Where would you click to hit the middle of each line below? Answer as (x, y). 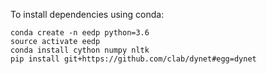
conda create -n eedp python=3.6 (80, 33)
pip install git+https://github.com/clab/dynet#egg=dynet (133, 59)
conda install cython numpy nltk (80, 50)
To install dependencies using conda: (87, 14)
